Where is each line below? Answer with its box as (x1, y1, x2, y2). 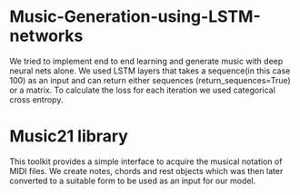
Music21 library (9, 126, 129, 147)
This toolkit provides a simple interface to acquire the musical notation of (9, 156, 283, 167)
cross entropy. (9, 93, 64, 105)
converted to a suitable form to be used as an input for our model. (9, 175, 256, 186)
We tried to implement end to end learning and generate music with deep (9, 55, 284, 66)
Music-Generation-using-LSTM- (9, 6, 261, 27)
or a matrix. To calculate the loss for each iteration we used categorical (9, 84, 275, 95)
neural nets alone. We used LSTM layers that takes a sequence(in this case (9, 65, 291, 76)
